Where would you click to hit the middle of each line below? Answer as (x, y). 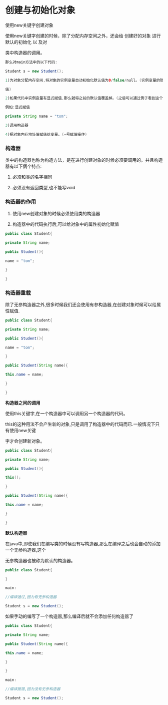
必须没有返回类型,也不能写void (44, 188)
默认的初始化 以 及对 (26, 42)
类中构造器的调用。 (25, 53)
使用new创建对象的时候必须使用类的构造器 (56, 214)
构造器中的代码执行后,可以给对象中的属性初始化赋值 (65, 224)
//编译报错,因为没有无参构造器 (33, 689)
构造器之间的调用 (23, 403)
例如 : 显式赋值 (17, 107)
